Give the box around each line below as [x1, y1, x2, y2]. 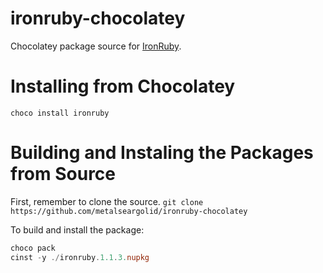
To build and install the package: [10, 223, 145, 236]
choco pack [10, 243, 56, 253]
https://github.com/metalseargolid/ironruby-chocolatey [10, 206, 248, 216]
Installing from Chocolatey [10, 75, 236, 98]
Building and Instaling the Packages [10, 142, 314, 164]
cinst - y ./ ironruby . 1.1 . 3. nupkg [10, 252, 150, 262]
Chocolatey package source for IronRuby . [10, 40, 182, 52]
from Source [10, 163, 117, 186]
